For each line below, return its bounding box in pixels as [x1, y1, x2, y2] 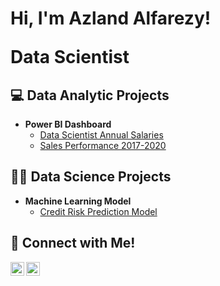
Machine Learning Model [24, 195, 132, 207]
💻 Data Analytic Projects [10, 87, 170, 104]
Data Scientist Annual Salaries [39, 129, 164, 141]
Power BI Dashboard [24, 118, 112, 130]
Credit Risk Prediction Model [39, 205, 158, 217]
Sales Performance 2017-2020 [39, 140, 167, 151]
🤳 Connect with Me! [10, 235, 136, 252]
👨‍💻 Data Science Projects [10, 168, 172, 186]
